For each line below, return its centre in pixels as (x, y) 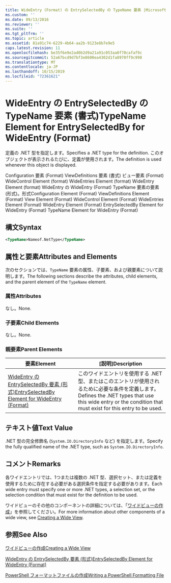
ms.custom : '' (20, 15)
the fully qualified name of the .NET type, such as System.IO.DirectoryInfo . (84, 447)
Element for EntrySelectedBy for (75, 127)
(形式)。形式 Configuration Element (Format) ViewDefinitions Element (77, 193)
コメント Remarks (33, 464)
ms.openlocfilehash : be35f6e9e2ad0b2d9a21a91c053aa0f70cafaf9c (74, 53)
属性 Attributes (23, 296)
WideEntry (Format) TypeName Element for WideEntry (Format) (72, 210)
